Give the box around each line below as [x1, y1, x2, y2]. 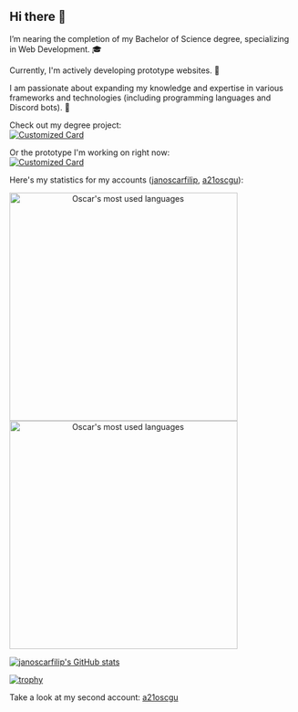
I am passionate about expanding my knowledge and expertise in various [9, 82, 284, 93]
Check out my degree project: [9, 120, 122, 131]
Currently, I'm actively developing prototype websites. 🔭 [9, 65, 221, 76]
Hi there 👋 [9, 9, 67, 25]
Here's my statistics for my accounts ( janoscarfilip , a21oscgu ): [9, 174, 244, 185]
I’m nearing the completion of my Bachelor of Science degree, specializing [9, 33, 290, 44]
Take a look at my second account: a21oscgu [9, 691, 180, 703]
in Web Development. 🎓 [9, 43, 102, 55]
